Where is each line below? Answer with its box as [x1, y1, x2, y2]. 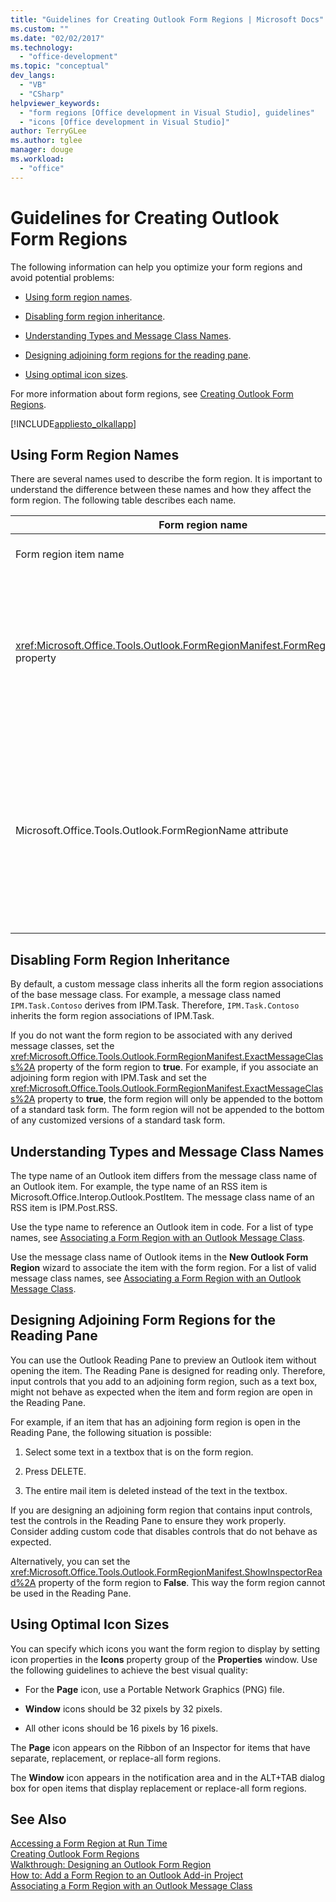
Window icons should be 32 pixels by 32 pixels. [24, 1702, 223, 1715]
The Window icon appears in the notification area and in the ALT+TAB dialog [10, 1771, 326, 1783]
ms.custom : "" [10, 24, 70, 34]
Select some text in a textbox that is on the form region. [24, 1446, 254, 1458]
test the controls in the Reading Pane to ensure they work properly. [10, 1514, 287, 1526]
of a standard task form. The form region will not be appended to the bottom [10, 1104, 325, 1116]
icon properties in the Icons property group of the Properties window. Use [10, 1653, 318, 1665]
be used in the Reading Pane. [10, 1587, 132, 1599]
